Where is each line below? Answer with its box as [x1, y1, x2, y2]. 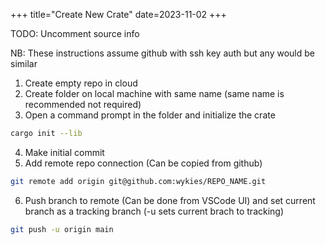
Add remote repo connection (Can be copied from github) [24, 157, 263, 169]
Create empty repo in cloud [24, 77, 138, 89]
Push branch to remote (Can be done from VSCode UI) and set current [24, 194, 316, 206]
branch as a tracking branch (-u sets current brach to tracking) [24, 205, 285, 217]
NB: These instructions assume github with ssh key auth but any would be [10, 47, 315, 59]
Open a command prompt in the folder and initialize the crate [24, 109, 276, 121]
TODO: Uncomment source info [10, 28, 140, 39]
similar [10, 58, 38, 69]
